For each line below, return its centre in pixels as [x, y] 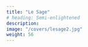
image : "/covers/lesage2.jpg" [45, 29]
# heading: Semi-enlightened [43, 18]
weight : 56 [20, 35]
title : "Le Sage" [28, 12]
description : [23, 23]
